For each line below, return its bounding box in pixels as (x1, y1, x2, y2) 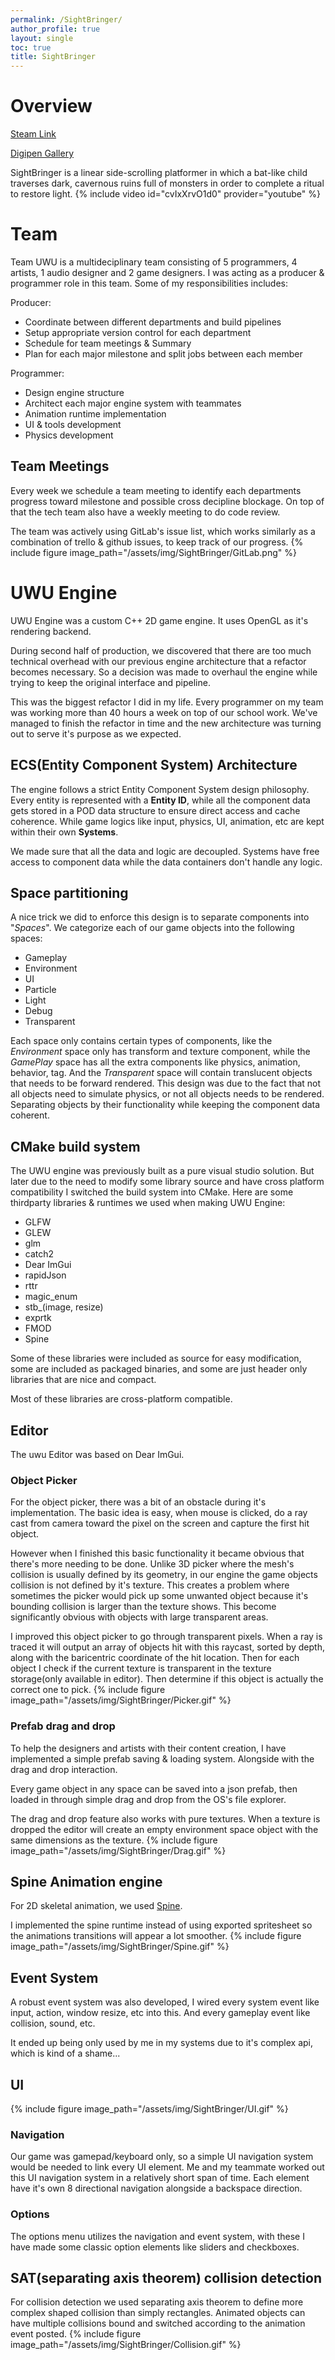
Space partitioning (10, 884, 129, 901)
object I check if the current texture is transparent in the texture (10, 1662, 272, 1675)
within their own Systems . (10, 826, 119, 838)
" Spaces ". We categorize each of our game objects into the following (10, 922, 295, 934)
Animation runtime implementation (24, 408, 167, 420)
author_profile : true (10, 24, 101, 34)
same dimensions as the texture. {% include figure (10, 1834, 218, 1846)
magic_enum (24, 1291, 78, 1303)
